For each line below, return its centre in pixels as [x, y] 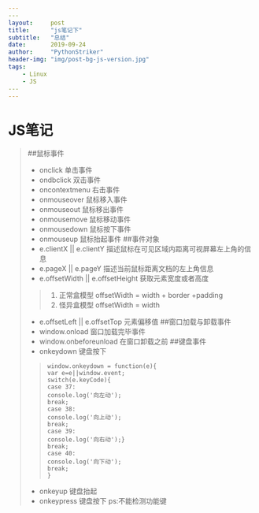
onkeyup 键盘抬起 [68, 491]
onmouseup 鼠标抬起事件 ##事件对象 [99, 239]
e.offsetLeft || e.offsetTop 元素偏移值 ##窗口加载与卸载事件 [135, 322]
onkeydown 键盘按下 [73, 351]
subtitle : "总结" [39, 37]
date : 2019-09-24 [47, 45]
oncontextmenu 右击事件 [80, 190]
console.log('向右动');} [86, 440]
